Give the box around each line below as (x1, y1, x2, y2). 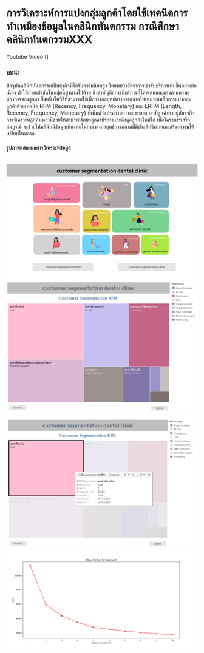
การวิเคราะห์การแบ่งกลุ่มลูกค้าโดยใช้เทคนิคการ (6, 6, 188, 20)
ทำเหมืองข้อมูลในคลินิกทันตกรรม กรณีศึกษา (6, 19, 180, 33)
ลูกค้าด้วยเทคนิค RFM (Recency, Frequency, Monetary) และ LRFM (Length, (6, 103, 182, 110)
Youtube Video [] (6, 53, 49, 60)
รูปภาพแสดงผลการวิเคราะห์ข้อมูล (6, 144, 71, 151)
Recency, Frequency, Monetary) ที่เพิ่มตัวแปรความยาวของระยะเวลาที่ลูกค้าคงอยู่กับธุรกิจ (6, 109, 195, 117)
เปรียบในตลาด (6, 130, 35, 137)
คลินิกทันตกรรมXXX (6, 33, 93, 47)
